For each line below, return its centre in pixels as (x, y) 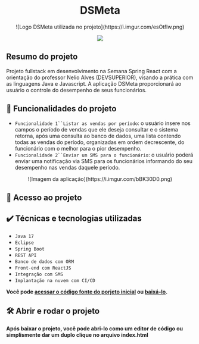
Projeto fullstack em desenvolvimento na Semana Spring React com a (91, 71)
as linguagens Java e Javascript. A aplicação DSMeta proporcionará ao (94, 83)
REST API (26, 255)
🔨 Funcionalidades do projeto (61, 109)
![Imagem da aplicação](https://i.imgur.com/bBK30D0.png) (100, 179)
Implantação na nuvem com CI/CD (55, 280)
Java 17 (24, 236)
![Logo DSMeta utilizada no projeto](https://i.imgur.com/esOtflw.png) (100, 27)
